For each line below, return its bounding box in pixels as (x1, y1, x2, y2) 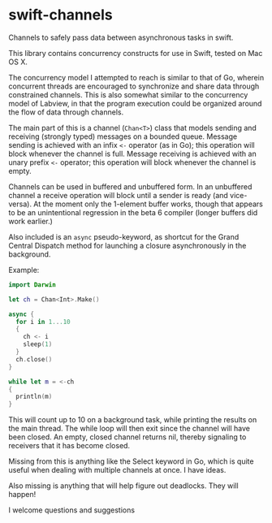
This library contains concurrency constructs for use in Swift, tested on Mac (8, 48, 263, 58)
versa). (8, 199, 32, 209)
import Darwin (8, 280, 57, 289)
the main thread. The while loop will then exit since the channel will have (8, 424, 250, 434)
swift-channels (8, 6, 113, 24)
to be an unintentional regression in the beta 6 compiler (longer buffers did (8, 207, 258, 217)
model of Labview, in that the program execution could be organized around (8, 98, 262, 108)
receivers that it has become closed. (8, 441, 131, 451)
